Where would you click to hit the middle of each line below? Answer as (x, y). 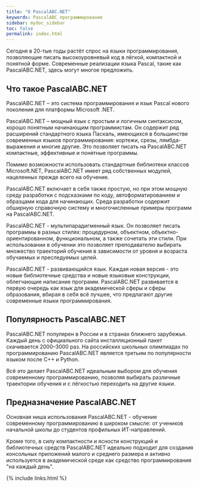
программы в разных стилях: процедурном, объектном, (78, 232)
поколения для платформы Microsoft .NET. (60, 109)
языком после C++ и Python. (43, 359)
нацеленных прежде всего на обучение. (58, 177)
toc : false (20, 28)
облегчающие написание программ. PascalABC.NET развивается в (92, 281)
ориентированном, (30, 238)
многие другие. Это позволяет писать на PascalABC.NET (114, 146)
